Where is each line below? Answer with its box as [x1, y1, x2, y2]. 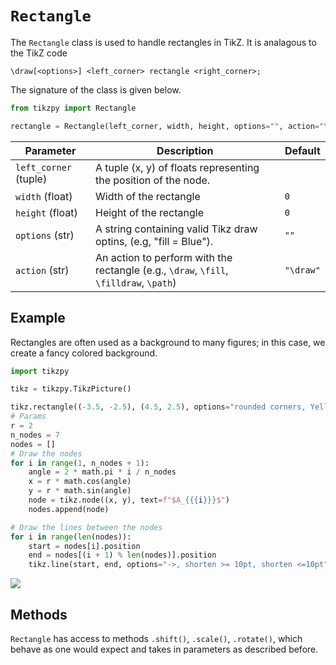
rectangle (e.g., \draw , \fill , [94, 263, 229, 277]
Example [10, 310, 66, 327]
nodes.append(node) [28, 504, 110, 514]
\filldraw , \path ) [94, 275, 177, 289]
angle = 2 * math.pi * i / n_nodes [28, 467, 177, 477]
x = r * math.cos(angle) [28, 477, 132, 487]
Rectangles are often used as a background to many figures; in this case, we [10, 336, 326, 348]
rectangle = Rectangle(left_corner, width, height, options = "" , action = [10, 121, 320, 131]
